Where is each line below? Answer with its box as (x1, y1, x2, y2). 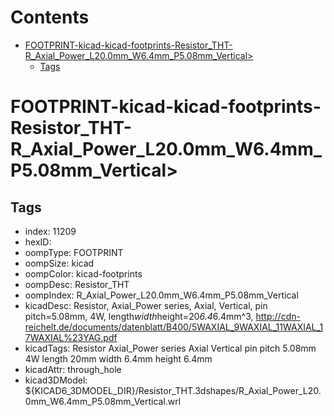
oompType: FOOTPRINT (24, 246, 124, 258)
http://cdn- (255, 310, 301, 322)
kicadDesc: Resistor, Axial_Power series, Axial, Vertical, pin (24, 299, 268, 311)
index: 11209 (24, 225, 77, 237)
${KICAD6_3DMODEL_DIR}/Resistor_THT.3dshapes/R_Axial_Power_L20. (24, 384, 322, 396)
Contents (10, 6, 90, 29)
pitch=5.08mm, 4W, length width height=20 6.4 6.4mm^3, (24, 310, 254, 322)
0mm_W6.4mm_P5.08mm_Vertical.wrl (24, 395, 182, 407)
